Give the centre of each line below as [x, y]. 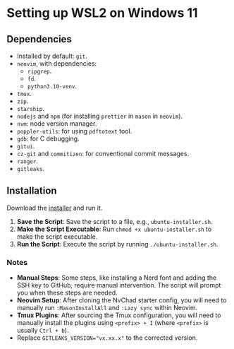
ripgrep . [39, 71]
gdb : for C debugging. [48, 138]
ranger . [27, 161]
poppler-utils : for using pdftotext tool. [74, 131]
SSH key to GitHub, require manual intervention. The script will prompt [119, 285]
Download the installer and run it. [55, 208]
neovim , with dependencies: [57, 64]
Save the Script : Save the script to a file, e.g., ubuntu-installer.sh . [115, 221]
